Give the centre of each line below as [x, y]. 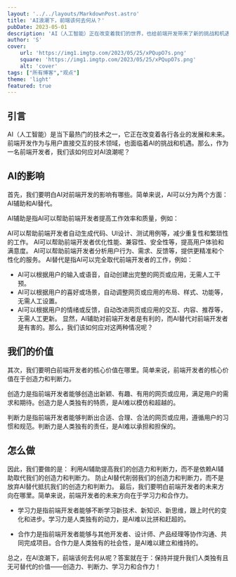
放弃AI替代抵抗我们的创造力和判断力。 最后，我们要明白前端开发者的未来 [113, 486]
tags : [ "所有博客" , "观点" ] [44, 72]
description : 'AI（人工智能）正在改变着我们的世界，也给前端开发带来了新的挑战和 [113, 33]
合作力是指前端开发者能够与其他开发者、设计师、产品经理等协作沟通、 [119, 534]
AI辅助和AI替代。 [32, 203]
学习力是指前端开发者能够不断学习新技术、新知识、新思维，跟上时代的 [119, 510]
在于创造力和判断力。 [44, 379]
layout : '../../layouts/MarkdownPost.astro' [73, 14]
